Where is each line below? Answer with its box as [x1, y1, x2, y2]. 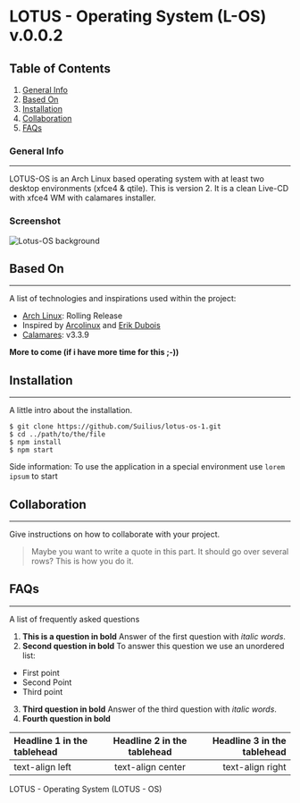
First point [21, 667, 60, 678]
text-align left [13, 760, 71, 773]
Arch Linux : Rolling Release [21, 310, 123, 321]
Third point [21, 686, 63, 697]
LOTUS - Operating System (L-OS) [9, 6, 267, 27]
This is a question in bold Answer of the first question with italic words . [21, 630, 286, 641]
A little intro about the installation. [9, 405, 133, 416]
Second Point [21, 677, 72, 688]
